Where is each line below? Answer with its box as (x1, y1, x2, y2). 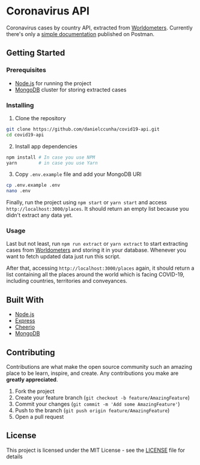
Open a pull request (14, 413, 64, 421)
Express (14, 317, 35, 324)
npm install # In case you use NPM (6, 154, 95, 160)
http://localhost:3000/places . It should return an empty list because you (6, 205, 189, 213)
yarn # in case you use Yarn (6, 160, 98, 166)
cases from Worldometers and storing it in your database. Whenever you (6, 246, 186, 254)
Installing (6, 101, 34, 109)
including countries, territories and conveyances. (6, 278, 128, 285)
